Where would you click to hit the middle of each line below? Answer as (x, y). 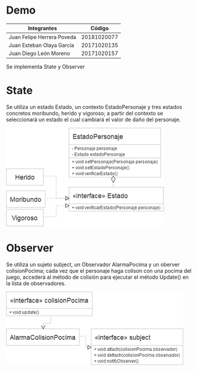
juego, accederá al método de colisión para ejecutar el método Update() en (97, 277)
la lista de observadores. (36, 283)
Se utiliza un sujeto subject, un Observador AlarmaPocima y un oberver (93, 264)
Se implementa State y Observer (46, 66)
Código (100, 28)
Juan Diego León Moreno (39, 53)
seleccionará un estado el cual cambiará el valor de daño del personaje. (93, 120)
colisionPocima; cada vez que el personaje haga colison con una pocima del (99, 270)
